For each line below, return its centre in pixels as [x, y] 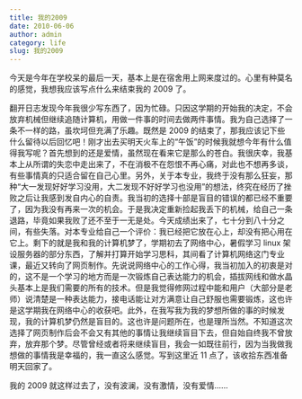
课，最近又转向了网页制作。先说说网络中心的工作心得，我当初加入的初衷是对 [151, 265]
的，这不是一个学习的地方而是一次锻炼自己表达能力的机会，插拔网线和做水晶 [151, 277]
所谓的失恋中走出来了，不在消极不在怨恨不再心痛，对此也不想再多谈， [163, 164]
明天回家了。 [33, 367]
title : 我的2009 [38, 18]
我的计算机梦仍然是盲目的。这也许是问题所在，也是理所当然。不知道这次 [159, 322]
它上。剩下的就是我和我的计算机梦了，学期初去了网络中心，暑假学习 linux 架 [150, 243]
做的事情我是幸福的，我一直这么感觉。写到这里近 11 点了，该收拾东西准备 [152, 355]
